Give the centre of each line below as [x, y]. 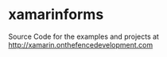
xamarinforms [56, 15]
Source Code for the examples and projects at [83, 36]
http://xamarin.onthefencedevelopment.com [81, 44]
